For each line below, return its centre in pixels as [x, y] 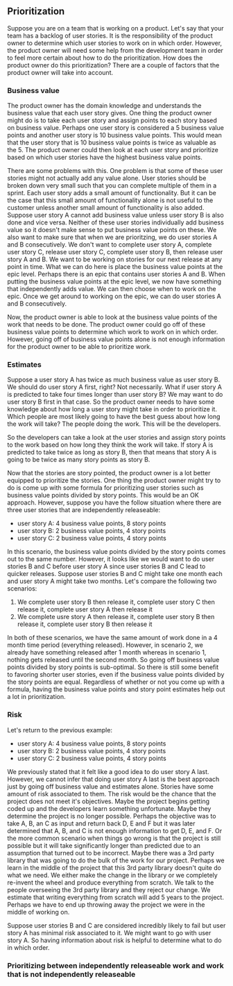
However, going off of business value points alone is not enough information [116, 339]
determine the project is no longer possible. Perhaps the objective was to [112, 816]
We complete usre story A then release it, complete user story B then [116, 617]
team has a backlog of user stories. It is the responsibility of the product [110, 35]
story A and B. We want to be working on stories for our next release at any [114, 259]
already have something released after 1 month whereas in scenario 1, [107, 652]
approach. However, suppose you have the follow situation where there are [114, 502]
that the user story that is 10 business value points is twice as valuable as [112, 142]
